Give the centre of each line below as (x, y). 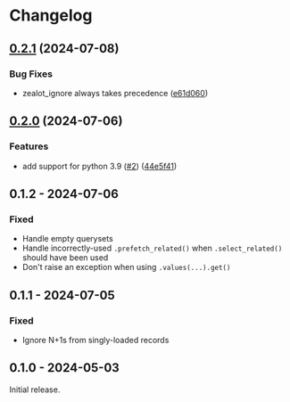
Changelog (51, 16)
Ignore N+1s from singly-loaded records (95, 340)
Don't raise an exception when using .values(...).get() (126, 267)
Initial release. (35, 390)
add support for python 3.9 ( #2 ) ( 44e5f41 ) (99, 166)
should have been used (65, 258)
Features (29, 146)
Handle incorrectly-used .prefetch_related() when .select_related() (152, 248)
